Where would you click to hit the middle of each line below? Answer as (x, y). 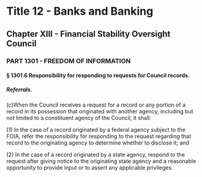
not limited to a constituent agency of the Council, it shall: (79, 118)
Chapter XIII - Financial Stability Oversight (88, 34)
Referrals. (19, 89)
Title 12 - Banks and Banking (80, 11)
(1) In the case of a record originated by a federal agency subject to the (96, 130)
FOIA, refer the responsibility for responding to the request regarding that (99, 137)
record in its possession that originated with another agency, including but (100, 111)
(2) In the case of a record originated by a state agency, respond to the (96, 155)
